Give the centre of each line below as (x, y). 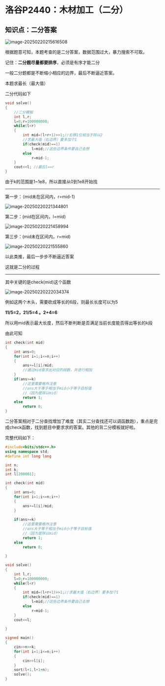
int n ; (12, 465)
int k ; (12, 470)
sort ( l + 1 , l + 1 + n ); (32, 670)
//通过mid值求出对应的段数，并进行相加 (57, 370)
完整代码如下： (20, 438)
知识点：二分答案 (31, 30)
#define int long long (28, 456)
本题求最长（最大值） (27, 83)
